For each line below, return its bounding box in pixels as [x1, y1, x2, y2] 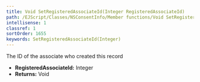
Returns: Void [14, 71, 49, 77]
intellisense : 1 [6, 20, 46, 26]
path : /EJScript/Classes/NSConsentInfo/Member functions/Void [6, 14, 164, 20]
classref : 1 [6, 25, 36, 31]
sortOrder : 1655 [6, 31, 46, 37]
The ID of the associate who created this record [6, 53, 123, 59]
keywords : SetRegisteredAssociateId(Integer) [6, 36, 121, 42]
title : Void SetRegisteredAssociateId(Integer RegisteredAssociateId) [6, 8, 185, 15]
